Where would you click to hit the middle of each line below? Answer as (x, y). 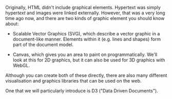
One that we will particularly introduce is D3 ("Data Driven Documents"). (82, 91)
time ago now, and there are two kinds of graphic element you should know (85, 18)
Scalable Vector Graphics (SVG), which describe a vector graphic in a (86, 34)
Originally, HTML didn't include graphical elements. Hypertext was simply (83, 7)
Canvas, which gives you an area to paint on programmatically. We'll (85, 54)
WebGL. (21, 65)
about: (12, 24)
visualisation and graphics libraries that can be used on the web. (74, 81)
